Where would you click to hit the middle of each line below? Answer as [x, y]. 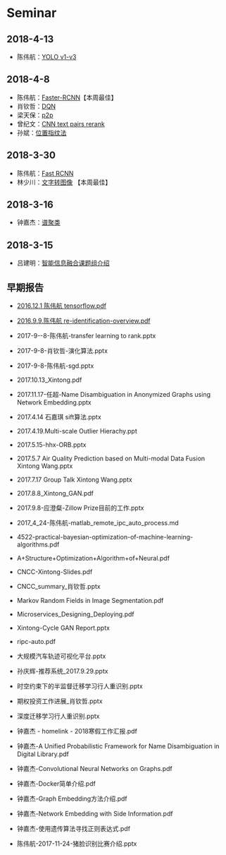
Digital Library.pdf [43, 754]
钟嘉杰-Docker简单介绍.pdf [56, 784]
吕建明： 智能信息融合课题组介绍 [63, 263]
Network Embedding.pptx [54, 402]
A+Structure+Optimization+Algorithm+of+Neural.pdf [93, 558]
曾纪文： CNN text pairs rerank [61, 124]
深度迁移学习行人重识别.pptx [58, 716]
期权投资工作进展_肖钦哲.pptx [59, 701]
